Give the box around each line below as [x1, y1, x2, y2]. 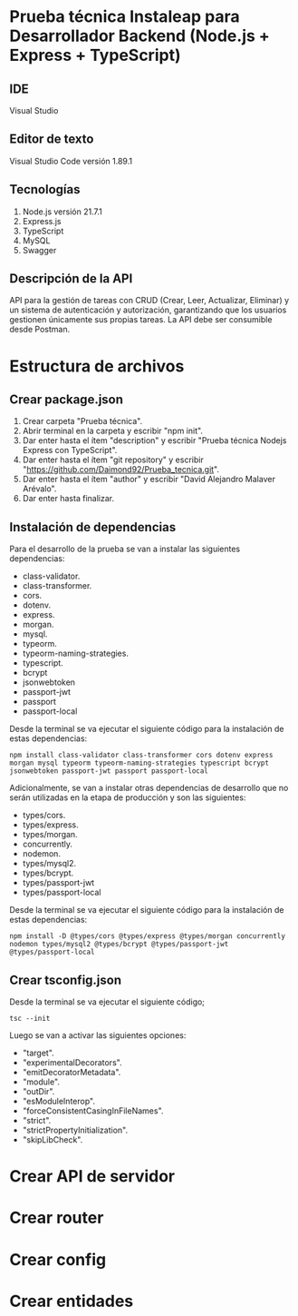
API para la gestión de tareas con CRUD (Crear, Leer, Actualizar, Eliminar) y [9, 295, 290, 306]
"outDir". [22, 1086, 55, 1097]
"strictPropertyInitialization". [22, 1124, 129, 1136]
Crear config [9, 1249, 107, 1270]
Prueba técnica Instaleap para [9, 6, 240, 27]
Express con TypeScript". [22, 445, 118, 456]
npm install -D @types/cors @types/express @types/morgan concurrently [9, 932, 285, 941]
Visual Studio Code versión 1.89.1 [9, 155, 133, 166]
